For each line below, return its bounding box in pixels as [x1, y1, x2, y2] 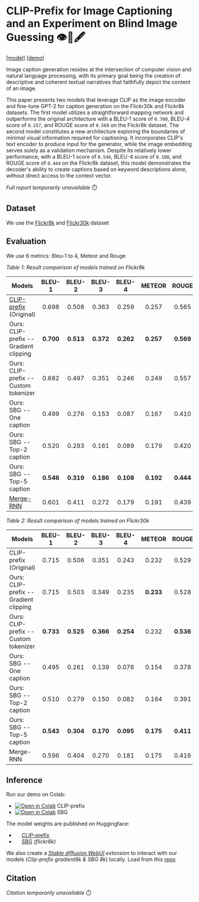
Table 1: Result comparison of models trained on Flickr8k [6, 263, 145, 271]
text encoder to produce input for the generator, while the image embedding [6, 140, 192, 147]
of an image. [6, 84, 37, 92]
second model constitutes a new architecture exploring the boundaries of [6, 128, 185, 135]
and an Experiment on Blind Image [6, 17, 178, 30]
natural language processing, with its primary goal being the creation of [6, 72, 181, 79]
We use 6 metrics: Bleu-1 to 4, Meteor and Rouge [6, 252, 126, 259]
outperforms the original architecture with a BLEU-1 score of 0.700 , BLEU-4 [6, 115, 190, 122]
